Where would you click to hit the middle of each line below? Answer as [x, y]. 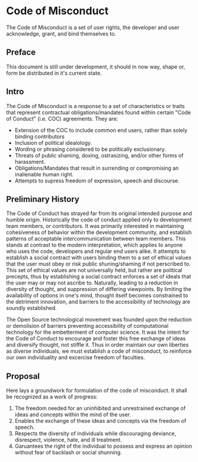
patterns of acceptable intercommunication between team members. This [96, 239]
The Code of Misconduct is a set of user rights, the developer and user [93, 27]
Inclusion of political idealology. [53, 143]
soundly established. [32, 308]
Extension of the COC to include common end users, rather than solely [101, 130]
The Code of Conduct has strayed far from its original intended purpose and [99, 213]
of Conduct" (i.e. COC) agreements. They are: [62, 118]
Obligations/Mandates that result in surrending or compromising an [97, 168]
